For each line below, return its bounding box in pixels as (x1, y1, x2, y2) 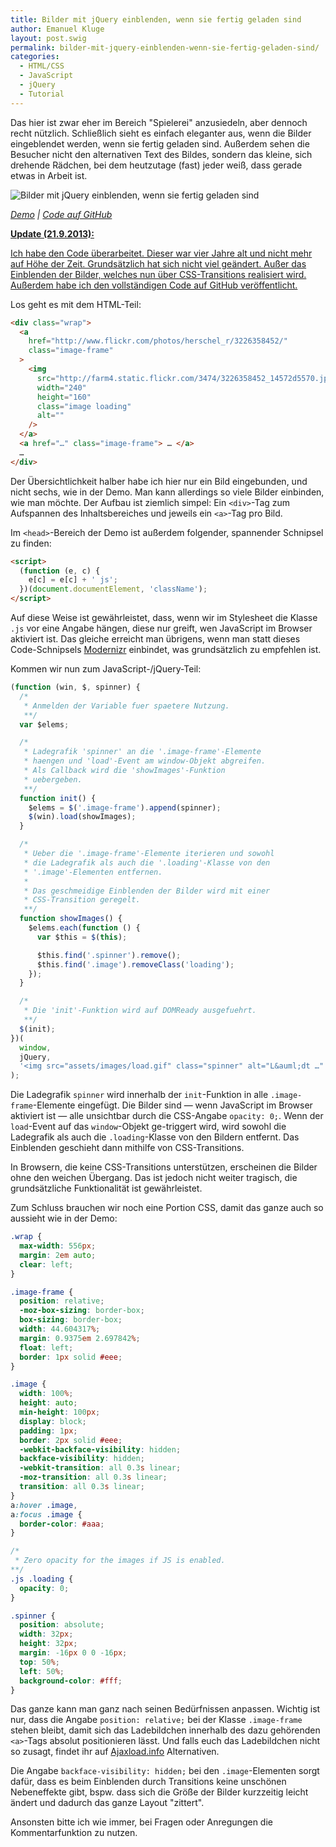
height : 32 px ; (19, 1639, 78, 1649)
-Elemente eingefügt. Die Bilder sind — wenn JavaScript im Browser (32, 1099, 313, 1111)
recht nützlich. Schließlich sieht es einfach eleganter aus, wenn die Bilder (10, 127, 312, 139)
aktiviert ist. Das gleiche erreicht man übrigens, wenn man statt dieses (10, 633, 301, 645)
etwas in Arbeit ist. (10, 169, 88, 181)
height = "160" (36, 392, 92, 402)
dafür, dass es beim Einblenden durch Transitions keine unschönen (10, 1776, 287, 1788)
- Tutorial (19, 89, 65, 99)
